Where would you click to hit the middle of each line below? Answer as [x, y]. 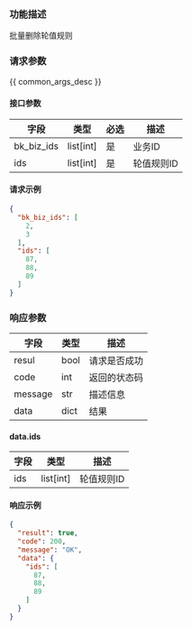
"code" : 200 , [42, 542]
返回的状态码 [116, 378]
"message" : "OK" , [50, 550]
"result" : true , [48, 534]
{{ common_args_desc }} [55, 81]
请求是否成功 [116, 361]
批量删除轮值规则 [41, 36]
